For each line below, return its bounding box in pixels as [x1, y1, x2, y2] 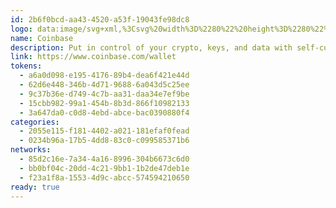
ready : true [10, 182, 60, 192]
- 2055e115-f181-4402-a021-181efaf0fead [19, 126, 190, 136]
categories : [10, 117, 60, 127]
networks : [10, 145, 52, 155]
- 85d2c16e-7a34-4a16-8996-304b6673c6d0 [19, 154, 190, 164]
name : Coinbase [10, 33, 74, 43]
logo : [10, 24, 33, 34]
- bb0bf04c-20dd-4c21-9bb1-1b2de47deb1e [19, 163, 190, 173]
